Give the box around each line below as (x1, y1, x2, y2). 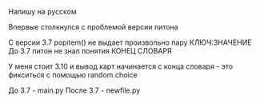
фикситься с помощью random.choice (8, 70, 138, 79)
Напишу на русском (8, 7, 78, 16)
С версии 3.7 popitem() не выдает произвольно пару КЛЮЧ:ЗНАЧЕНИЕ (8, 38, 252, 47)
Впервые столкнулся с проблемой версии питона (8, 22, 178, 31)
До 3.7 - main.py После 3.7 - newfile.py (8, 85, 141, 95)
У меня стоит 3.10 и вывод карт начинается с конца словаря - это (8, 61, 234, 71)
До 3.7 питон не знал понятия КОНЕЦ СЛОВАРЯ (8, 46, 172, 55)
